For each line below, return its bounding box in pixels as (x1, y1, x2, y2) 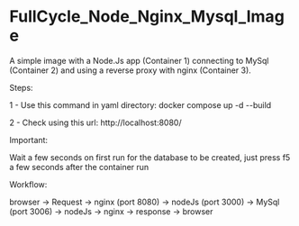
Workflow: (9, 178, 48, 190)
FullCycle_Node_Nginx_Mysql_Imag (9, 6, 285, 27)
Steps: (9, 82, 33, 93)
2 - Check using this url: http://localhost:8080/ (9, 117, 182, 128)
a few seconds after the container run (9, 161, 149, 172)
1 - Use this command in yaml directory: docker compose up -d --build (9, 99, 272, 110)
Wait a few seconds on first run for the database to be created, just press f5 (9, 151, 291, 163)
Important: (9, 134, 48, 145)
